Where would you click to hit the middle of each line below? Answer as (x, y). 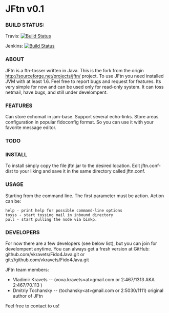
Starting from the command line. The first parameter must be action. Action (85, 196)
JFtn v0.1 (25, 9)
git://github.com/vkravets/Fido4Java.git (47, 260)
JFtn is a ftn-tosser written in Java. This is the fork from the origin (75, 70)
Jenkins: (14, 46)
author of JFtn (28, 296)
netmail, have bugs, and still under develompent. (57, 92)
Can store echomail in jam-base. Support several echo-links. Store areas (82, 117)
